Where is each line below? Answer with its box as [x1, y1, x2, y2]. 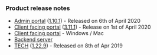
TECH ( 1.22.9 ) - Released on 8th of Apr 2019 [14, 42, 123, 49]
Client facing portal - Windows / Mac [14, 30, 104, 37]
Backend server [14, 36, 53, 43]
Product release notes [5, 4, 70, 12]
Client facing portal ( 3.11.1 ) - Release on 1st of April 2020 [14, 23, 151, 30]
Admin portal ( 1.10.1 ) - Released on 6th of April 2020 [14, 18, 141, 25]
